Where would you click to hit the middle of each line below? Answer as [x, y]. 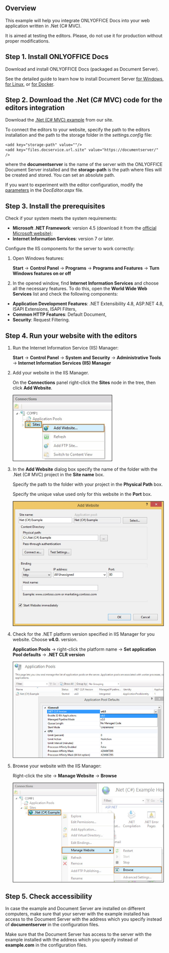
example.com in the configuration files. [46, 945]
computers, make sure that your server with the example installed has [77, 914]
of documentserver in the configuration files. [52, 925]
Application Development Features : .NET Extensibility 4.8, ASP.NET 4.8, [88, 304]
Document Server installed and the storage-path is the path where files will [83, 170]
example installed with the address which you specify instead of [72, 940]
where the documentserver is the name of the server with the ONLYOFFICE [84, 164]
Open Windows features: [38, 258]
